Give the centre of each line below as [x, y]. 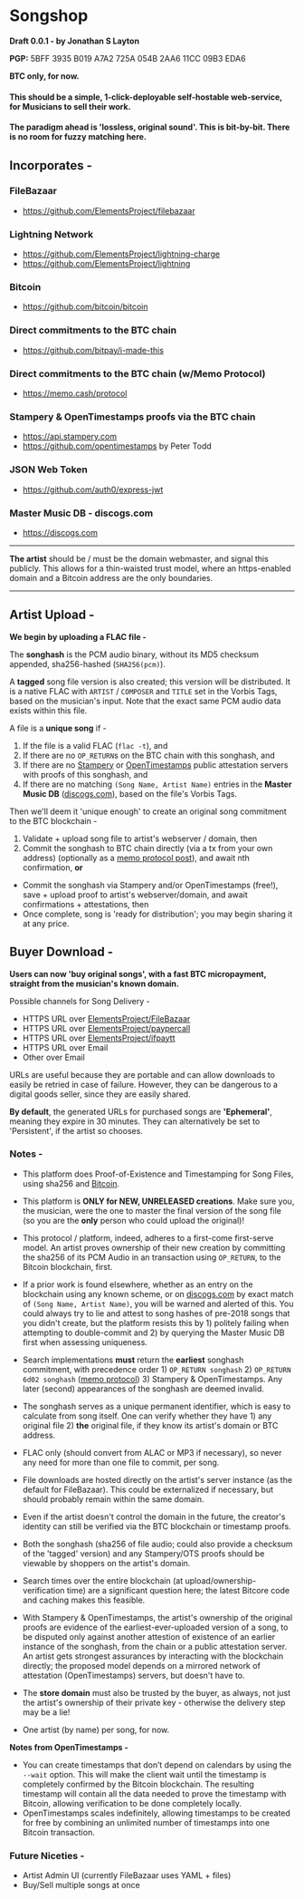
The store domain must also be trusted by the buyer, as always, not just [157, 1692]
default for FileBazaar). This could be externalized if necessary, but [148, 1489]
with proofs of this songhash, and [85, 774]
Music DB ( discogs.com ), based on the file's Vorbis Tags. [130, 793]
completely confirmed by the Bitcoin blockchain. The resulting [138, 1784]
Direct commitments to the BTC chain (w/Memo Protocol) [138, 373]
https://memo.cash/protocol [75, 393]
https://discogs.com [60, 532]
